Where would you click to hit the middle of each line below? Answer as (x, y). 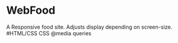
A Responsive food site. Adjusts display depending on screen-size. (89, 27)
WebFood (31, 10)
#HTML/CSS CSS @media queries (49, 33)
